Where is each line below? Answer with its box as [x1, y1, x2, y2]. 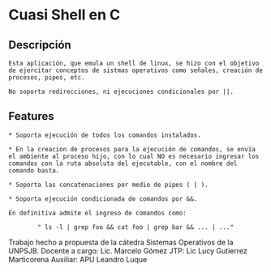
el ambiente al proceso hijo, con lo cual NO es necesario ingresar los [8, 152, 260, 160]
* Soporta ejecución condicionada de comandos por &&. [8, 194, 198, 203]
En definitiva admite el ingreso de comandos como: [8, 209, 187, 217]
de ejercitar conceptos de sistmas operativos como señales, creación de [8, 66, 264, 74]
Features [8, 109, 54, 123]
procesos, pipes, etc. [8, 74, 85, 82]
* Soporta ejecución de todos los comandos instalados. [8, 131, 201, 139]
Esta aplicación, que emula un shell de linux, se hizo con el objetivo [8, 59, 260, 67]
